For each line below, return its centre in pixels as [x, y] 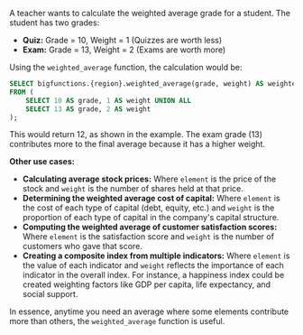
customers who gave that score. [82, 247]
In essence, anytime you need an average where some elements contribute [149, 312]
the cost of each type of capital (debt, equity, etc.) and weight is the [148, 208]
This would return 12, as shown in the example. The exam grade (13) [136, 135]
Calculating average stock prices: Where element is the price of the [149, 179]
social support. [50, 294]
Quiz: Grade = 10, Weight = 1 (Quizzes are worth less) [122, 40]
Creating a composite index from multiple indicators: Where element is [156, 256]
